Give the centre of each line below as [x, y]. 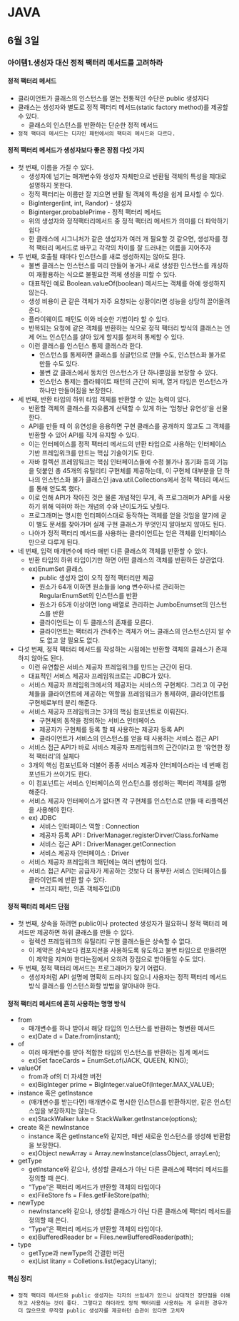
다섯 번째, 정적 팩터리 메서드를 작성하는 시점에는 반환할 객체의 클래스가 [116, 649]
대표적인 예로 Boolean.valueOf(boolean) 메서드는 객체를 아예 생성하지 [127, 283]
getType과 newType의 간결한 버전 [76, 1253]
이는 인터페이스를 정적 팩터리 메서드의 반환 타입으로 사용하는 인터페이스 [127, 444]
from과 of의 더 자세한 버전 [65, 1077]
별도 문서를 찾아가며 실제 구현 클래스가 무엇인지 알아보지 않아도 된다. [131, 524]
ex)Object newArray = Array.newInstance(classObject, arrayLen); [124, 1153]
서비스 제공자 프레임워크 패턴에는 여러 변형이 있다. [98, 861]
